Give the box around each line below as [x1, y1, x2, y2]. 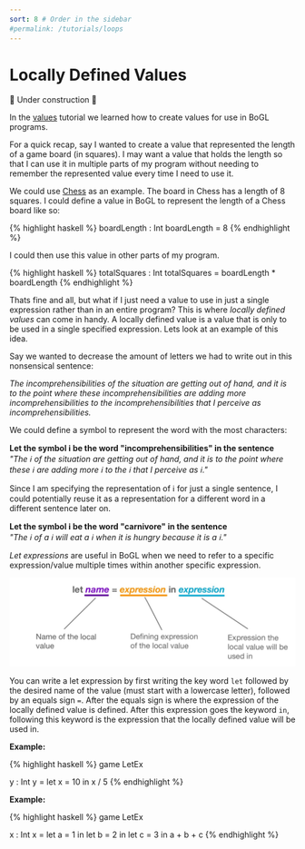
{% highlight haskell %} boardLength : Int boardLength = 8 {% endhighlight [9, 222, 290, 233]
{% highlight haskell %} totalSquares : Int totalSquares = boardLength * [9, 268, 276, 279]
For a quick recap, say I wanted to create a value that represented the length [9, 139, 296, 150]
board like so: [9, 205, 61, 216]
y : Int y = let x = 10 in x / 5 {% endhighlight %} [9, 776, 184, 787]
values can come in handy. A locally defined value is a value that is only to [9, 314, 288, 325]
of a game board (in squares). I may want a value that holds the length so [9, 149, 283, 160]
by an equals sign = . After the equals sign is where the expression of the [9, 695, 280, 706]
